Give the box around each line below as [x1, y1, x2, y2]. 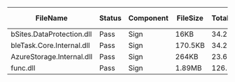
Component [128, 13, 169, 23]
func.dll [10, 63, 36, 72]
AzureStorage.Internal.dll [10, 52, 93, 61]
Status [99, 13, 122, 23]
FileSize [176, 13, 204, 23]
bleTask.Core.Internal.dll [10, 41, 90, 50]
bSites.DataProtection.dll [10, 29, 92, 39]
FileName [35, 13, 68, 23]
